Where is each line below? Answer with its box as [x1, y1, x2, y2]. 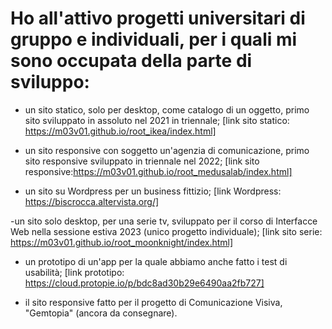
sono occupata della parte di [10, 50, 253, 72]
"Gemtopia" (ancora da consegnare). [24, 307, 178, 319]
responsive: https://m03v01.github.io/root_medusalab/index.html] [24, 165, 293, 177]
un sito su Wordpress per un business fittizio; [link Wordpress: [24, 185, 282, 197]
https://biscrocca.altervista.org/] [24, 195, 160, 207]
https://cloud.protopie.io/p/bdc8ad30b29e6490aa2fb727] [24, 277, 265, 289]
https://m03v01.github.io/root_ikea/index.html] [24, 125, 217, 137]
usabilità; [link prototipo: [24, 266, 125, 278]
